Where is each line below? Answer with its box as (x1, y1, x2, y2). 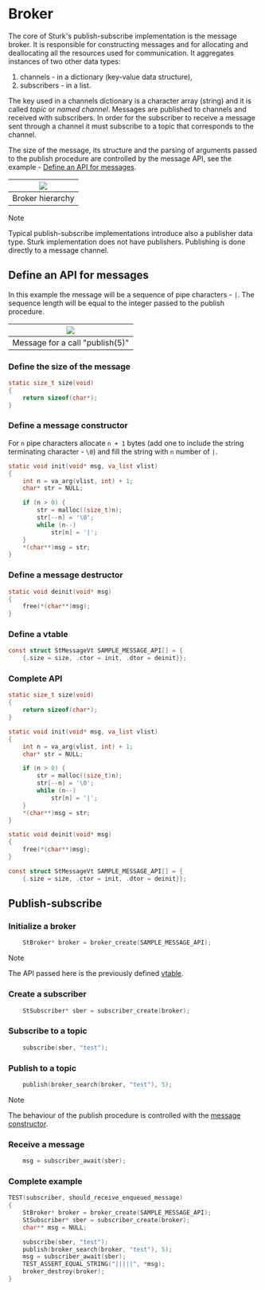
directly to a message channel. (8, 245, 109, 255)
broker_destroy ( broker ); (22, 1268, 105, 1276)
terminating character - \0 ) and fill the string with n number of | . (8, 446, 218, 456)
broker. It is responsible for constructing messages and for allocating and (8, 39, 248, 49)
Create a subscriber (8, 989, 87, 1000)
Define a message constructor (8, 420, 129, 431)
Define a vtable (8, 629, 68, 640)
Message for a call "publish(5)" (12, 336, 130, 348)
